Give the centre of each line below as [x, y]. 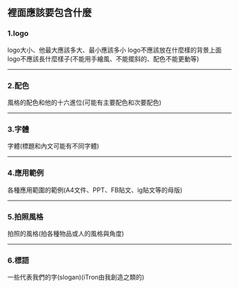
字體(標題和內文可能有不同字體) [53, 146]
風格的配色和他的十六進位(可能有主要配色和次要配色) [85, 102]
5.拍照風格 [26, 217]
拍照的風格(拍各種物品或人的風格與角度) [66, 233]
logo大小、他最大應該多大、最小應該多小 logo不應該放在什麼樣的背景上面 [115, 50]
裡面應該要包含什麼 [49, 13]
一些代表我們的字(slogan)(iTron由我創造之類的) [76, 277]
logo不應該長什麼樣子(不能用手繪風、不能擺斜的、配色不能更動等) [103, 58]
